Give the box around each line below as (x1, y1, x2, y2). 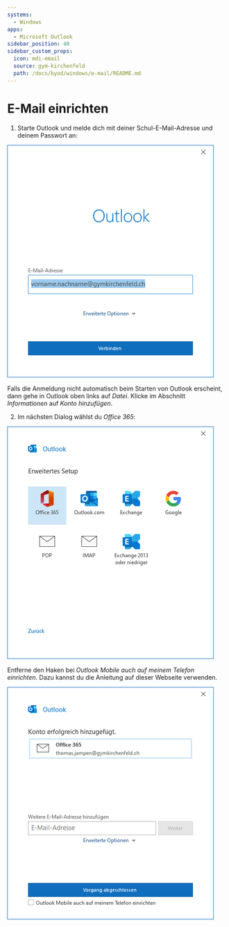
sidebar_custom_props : (7, 48, 73, 55)
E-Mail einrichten (7, 101, 109, 116)
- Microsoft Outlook (13, 33, 73, 40)
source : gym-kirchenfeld (13, 63, 85, 69)
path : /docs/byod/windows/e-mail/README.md (13, 69, 141, 76)
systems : (7, 11, 33, 18)
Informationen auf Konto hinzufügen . (7, 399, 113, 407)
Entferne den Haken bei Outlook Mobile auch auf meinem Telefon (7, 666, 194, 674)
